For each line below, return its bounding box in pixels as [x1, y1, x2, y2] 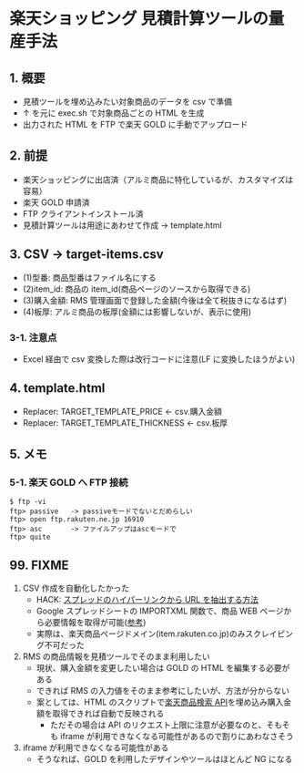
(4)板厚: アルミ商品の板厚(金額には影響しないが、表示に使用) [22, 306, 252, 317]
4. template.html [9, 380, 106, 397]
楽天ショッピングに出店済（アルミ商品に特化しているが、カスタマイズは [22, 174, 294, 185]
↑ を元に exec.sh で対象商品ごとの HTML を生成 [22, 108, 205, 119]
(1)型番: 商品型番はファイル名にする [22, 272, 157, 283]
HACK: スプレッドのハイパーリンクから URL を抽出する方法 [35, 594, 259, 605]
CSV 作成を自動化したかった [22, 582, 130, 593]
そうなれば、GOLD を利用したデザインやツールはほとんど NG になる [35, 754, 293, 765]
